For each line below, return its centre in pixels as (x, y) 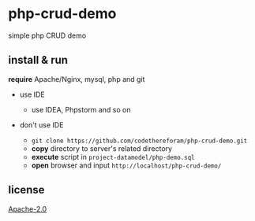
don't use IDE (41, 125)
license (26, 190)
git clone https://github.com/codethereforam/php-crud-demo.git (139, 141)
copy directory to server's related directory (101, 148)
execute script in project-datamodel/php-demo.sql (113, 157)
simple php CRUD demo (47, 35)
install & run (38, 60)
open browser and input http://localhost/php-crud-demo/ (126, 165)
